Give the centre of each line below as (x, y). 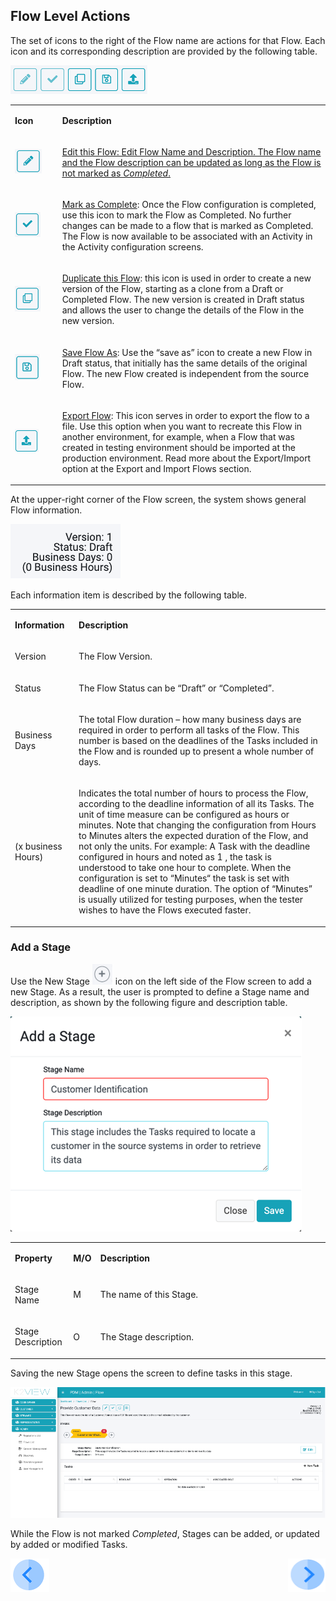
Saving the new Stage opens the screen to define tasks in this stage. (151, 1373)
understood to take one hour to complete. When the (185, 868)
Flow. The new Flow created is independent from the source (185, 373)
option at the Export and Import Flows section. (156, 468)
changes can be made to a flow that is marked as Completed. (187, 226)
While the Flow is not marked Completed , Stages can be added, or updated (165, 1533)
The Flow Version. (115, 656)
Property (33, 1258)
